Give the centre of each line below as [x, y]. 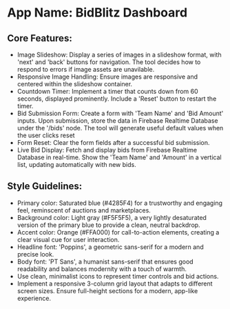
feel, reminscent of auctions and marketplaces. [84, 210]
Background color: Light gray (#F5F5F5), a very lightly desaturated [112, 217]
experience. [34, 298]
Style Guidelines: [45, 187]
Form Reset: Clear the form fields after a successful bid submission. [113, 142]
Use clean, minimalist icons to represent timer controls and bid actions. [118, 276]
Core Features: [40, 38]
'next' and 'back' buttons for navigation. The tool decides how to [109, 62]
